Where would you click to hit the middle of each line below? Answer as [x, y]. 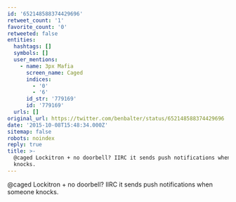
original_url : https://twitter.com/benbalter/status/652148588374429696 [116, 118]
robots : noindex [31, 138]
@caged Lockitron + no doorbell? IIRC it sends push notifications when [110, 184]
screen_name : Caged [54, 72]
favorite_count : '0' [38, 27]
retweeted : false [33, 33]
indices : [39, 79]
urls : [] [26, 112]
